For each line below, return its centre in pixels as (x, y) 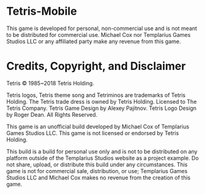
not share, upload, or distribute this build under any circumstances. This (97, 165)
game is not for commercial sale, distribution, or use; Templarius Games (97, 171)
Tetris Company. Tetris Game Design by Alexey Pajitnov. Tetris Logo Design (102, 108)
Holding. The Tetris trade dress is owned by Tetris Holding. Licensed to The (102, 101)
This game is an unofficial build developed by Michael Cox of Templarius (98, 126)
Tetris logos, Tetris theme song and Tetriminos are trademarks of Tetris (96, 95)
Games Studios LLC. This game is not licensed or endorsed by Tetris (93, 133)
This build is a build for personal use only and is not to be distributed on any (102, 151)
